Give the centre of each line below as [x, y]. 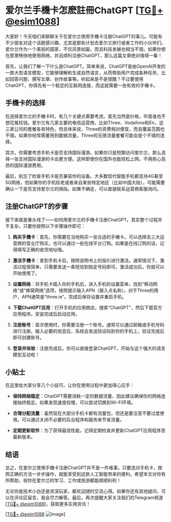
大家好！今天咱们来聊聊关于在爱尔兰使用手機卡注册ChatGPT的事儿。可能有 [84, 36]
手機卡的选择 [25, 103]
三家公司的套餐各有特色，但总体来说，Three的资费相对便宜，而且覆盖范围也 [85, 129]
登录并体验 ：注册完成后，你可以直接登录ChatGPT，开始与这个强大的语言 [89, 348]
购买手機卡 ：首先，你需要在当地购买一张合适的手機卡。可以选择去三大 [86, 237]
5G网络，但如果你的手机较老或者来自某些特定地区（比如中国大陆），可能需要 [85, 182]
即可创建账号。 [28, 337]
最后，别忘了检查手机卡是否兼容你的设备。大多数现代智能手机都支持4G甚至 [84, 176]
